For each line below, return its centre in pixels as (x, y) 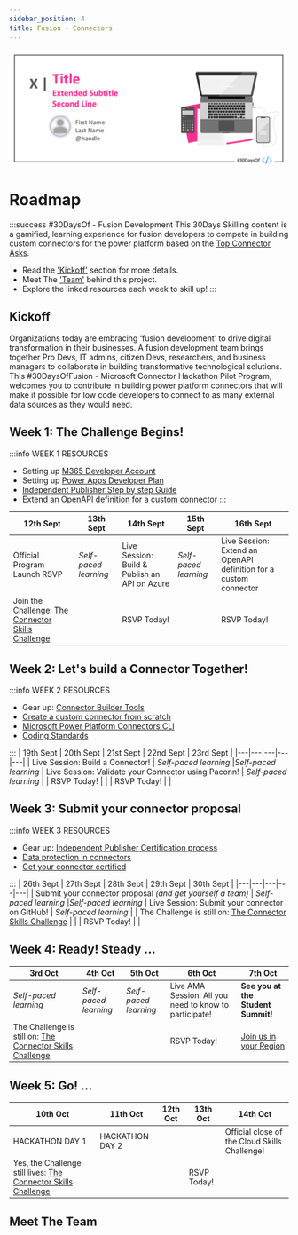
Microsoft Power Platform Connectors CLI (98, 726)
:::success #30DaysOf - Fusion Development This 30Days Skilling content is (149, 225)
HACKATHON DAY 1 (50, 1141)
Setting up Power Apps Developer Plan (93, 480)
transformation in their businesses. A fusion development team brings (137, 347)
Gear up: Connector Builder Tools (83, 708)
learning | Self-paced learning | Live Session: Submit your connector (159, 902)
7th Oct (263, 973)
